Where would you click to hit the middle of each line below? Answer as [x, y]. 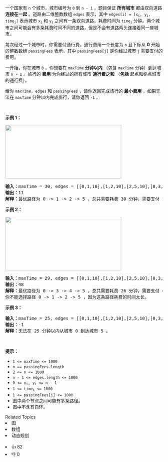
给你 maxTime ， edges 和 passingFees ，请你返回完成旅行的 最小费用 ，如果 [81, 91]
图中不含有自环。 [30, 407]
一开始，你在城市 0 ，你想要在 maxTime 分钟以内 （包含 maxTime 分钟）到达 [81, 68]
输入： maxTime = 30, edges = [39, 186]
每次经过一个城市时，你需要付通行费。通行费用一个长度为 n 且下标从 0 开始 [82, 44]
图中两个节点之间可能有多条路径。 [47, 400]
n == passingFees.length [38, 367]
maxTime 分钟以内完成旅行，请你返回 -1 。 [58, 97]
